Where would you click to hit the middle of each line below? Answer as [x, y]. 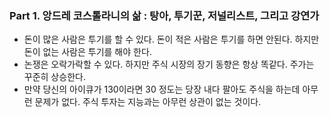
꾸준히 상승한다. [54, 77]
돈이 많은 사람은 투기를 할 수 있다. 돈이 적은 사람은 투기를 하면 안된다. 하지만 [171, 39]
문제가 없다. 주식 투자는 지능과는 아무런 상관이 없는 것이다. [148, 102]
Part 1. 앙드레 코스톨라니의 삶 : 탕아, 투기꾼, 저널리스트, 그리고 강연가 [164, 15]
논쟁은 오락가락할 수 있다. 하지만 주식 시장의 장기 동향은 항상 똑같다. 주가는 [169, 64]
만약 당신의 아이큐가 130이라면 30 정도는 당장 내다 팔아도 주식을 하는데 [162, 89]
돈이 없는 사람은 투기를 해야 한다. [87, 52]
